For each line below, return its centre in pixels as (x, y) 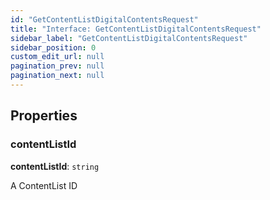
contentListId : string (55, 166)
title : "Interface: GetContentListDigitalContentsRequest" (136, 29)
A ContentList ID (44, 185)
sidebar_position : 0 (53, 47)
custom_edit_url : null (57, 57)
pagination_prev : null (57, 66)
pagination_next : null (57, 76)
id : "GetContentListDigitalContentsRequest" (104, 19)
